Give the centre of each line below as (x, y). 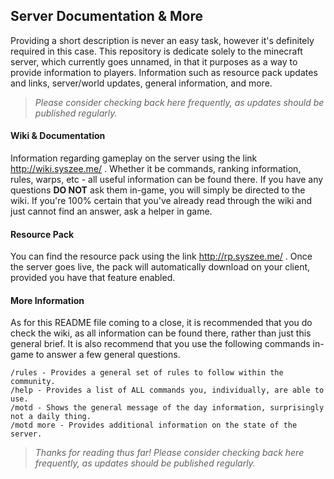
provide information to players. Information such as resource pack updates (164, 72)
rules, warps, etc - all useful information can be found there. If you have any (167, 180)
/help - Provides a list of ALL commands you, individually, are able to (167, 390)
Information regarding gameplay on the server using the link (134, 158)
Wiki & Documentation (58, 136)
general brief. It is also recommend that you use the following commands (160, 344)
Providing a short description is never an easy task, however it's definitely (162, 40)
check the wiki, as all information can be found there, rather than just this (161, 333)
